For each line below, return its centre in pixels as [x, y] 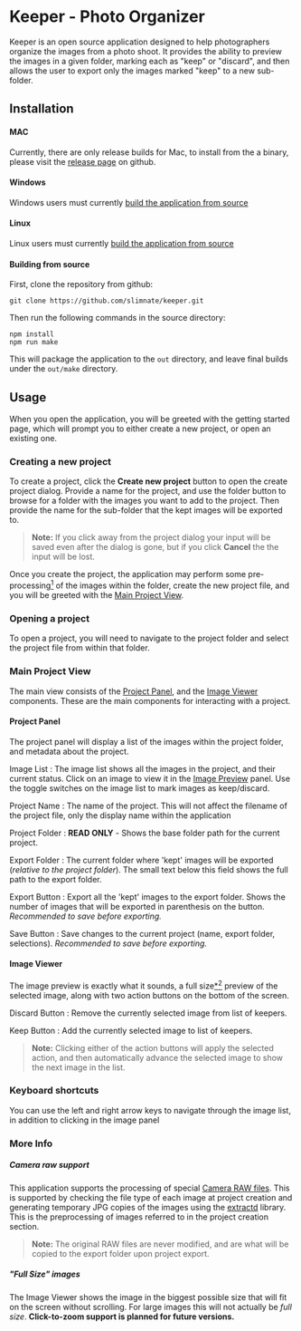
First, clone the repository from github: [81, 285]
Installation [42, 109]
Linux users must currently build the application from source [122, 243]
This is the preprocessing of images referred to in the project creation [139, 1217]
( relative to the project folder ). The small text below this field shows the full [149, 869]
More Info [31, 1143]
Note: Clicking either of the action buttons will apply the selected [152, 1047]
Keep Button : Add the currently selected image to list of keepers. [131, 1030]
